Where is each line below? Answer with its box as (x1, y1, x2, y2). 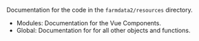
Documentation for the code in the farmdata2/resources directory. (6, 6, 193, 14)
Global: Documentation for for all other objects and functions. (16, 27, 191, 34)
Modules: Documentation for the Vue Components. (16, 19, 161, 27)
